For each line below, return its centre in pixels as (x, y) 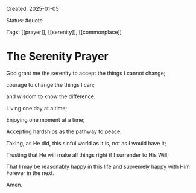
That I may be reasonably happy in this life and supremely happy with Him (98, 166)
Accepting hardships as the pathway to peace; (64, 131)
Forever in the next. (30, 173)
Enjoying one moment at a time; (46, 119)
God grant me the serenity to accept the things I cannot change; (86, 73)
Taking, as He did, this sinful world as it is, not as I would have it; (86, 143)
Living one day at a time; (37, 108)
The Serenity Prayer (57, 56)
